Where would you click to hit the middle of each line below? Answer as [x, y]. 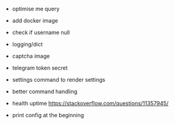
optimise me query [36, 9]
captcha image [31, 56]
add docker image [35, 20]
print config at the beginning [48, 115]
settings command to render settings [59, 80]
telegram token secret [40, 68]
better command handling [45, 91]
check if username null [41, 32]
